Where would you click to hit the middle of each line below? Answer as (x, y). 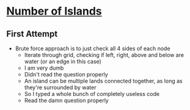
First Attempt (32, 34)
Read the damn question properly (66, 100)
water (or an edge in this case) (63, 61)
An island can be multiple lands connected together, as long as (103, 81)
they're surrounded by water (60, 87)
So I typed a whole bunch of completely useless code (92, 94)
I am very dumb (44, 68)
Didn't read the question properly (66, 74)
